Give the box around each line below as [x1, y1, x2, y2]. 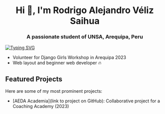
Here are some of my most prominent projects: [5, 88, 102, 94]
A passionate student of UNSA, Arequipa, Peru [26, 33, 143, 40]
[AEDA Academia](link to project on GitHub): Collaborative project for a [12, 98, 160, 104]
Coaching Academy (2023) [12, 103, 69, 109]
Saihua [70, 15, 100, 27]
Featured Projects [5, 75, 63, 83]
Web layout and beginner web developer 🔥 [12, 60, 102, 66]
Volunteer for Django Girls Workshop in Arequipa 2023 [12, 54, 127, 61]
